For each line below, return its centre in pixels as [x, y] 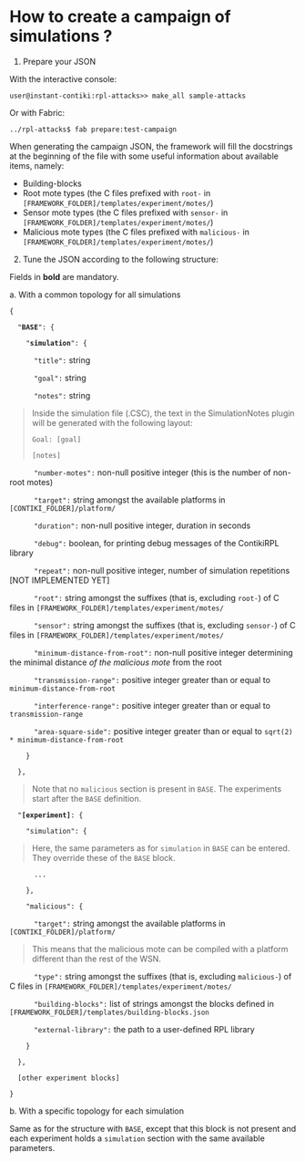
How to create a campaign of [120, 17]
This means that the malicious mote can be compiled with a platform [160, 949]
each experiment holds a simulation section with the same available [137, 1138]
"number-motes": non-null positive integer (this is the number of [152, 472]
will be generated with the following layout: [112, 422]
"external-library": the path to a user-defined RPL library [144, 1029]
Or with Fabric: [37, 112]
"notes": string [62, 395]
